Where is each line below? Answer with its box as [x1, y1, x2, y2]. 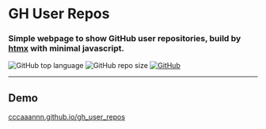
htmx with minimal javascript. [8, 43, 125, 54]
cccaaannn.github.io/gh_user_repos [8, 112, 125, 122]
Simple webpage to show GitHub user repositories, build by [8, 33, 241, 44]
